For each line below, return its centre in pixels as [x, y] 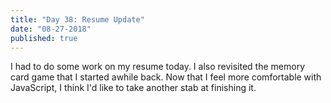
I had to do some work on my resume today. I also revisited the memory [158, 67]
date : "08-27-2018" [51, 29]
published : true [44, 38]
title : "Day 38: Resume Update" [77, 19]
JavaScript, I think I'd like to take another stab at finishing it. [133, 88]
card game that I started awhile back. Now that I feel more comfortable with [166, 77]
